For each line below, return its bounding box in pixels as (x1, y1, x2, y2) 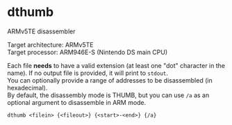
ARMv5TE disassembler (7, 27, 76, 35)
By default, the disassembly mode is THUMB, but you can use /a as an (7, 91, 210, 99)
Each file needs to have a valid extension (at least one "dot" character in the (7, 61, 226, 69)
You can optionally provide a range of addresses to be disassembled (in (7, 76, 213, 84)
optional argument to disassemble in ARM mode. (7, 98, 147, 106)
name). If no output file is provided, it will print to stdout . (7, 69, 169, 77)
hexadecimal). (7, 83, 48, 92)
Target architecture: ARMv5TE (7, 40, 94, 49)
